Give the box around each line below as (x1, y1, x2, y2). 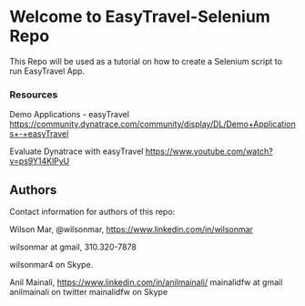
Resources (9, 88, 58, 101)
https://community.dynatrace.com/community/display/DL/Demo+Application (9, 118, 296, 129)
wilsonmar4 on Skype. (9, 260, 94, 270)
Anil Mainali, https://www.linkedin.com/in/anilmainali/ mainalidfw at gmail (9, 277, 283, 288)
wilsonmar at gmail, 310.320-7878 (9, 241, 137, 252)
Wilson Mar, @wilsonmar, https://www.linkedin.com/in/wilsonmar (9, 224, 253, 235)
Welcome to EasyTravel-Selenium (9, 6, 270, 27)
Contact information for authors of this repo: (9, 207, 176, 218)
